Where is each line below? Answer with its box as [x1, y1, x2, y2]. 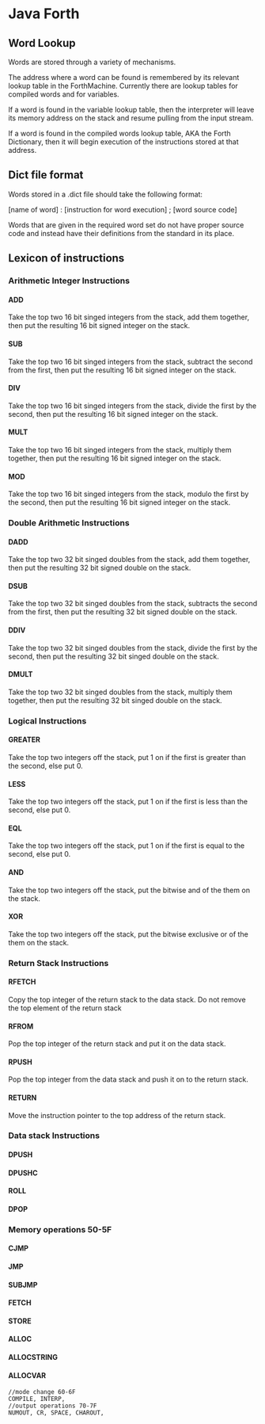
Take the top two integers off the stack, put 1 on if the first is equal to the [8, 841, 245, 850]
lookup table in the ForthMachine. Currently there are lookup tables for [8, 81, 239, 90]
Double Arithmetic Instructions [8, 517, 130, 529]
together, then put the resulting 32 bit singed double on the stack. [8, 695, 223, 705]
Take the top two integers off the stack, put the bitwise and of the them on [8, 885, 251, 895]
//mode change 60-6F [8, 1388, 77, 1396]
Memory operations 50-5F [8, 1224, 112, 1235]
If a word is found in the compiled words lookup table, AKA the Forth [8, 128, 231, 138]
